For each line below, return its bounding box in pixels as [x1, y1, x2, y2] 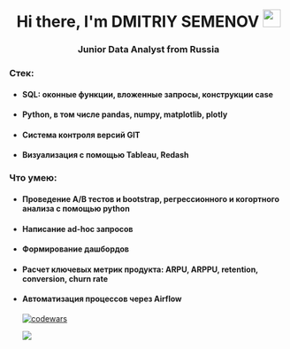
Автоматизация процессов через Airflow [21, 293, 182, 305]
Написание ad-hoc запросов [21, 223, 134, 234]
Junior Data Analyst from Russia [78, 43, 219, 56]
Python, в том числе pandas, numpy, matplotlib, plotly [21, 109, 228, 120]
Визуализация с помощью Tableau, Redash [21, 150, 189, 160]
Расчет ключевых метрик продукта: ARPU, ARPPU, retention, [21, 264, 259, 275]
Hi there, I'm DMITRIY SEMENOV [16, 12, 260, 32]
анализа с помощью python [21, 203, 130, 213]
